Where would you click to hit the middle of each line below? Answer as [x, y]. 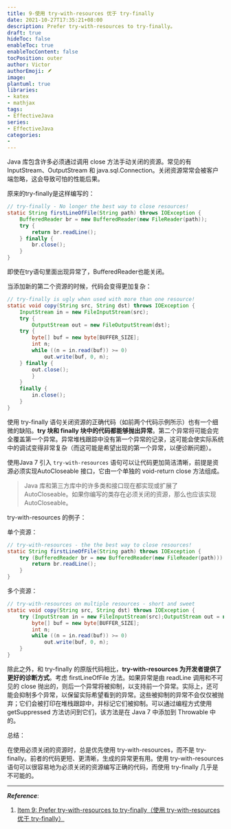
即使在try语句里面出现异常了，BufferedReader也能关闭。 [88, 272]
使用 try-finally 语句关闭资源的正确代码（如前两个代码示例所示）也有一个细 [113, 422]
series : [18, 122]
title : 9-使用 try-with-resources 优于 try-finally [81, 13]
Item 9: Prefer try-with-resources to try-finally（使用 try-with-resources [119, 810]
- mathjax [21, 103]
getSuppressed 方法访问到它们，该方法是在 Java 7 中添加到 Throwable [108, 711]
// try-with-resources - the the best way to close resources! [100, 545]
